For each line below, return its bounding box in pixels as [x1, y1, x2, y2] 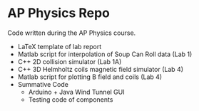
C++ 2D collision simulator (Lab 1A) [17, 57, 122, 65]
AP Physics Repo [7, 5, 111, 21]
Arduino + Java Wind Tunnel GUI [28, 88, 125, 96]
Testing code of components [28, 95, 113, 104]
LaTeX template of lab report [17, 42, 102, 51]
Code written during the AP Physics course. [7, 28, 136, 37]
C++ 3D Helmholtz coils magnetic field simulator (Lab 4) [17, 65, 184, 73]
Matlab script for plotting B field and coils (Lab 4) [17, 73, 163, 81]
